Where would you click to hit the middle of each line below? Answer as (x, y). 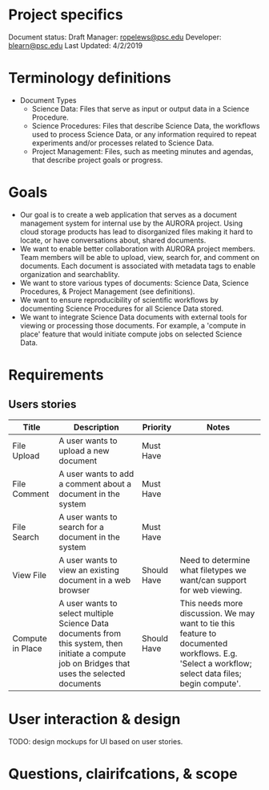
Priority (157, 427)
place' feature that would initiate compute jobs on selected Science (131, 334)
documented (204, 643)
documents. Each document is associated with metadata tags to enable (138, 266)
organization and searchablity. (70, 274)
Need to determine (215, 560)
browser (74, 590)
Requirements (56, 375)
